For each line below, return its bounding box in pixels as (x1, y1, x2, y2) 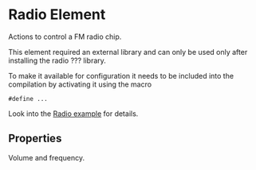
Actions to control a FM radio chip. (8, 32, 122, 41)
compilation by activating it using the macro (8, 79, 152, 89)
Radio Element (8, 6, 106, 24)
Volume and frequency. (8, 153, 85, 162)
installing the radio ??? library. (8, 56, 106, 65)
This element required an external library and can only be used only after (8, 47, 248, 56)
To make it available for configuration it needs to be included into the (8, 71, 234, 80)
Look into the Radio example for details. (8, 109, 139, 118)
